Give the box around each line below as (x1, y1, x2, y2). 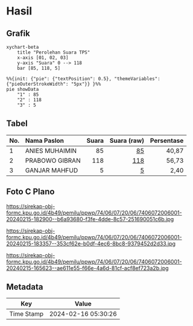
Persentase (150, 136, 184, 145)
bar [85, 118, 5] (17, 65, 61, 71)
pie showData (6, 86, 39, 92)
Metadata (6, 282, 43, 292)
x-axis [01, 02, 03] (17, 55, 69, 61)
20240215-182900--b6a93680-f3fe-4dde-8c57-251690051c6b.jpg (6, 215, 174, 222)
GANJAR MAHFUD (25, 166, 78, 174)
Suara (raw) (109, 136, 145, 145)
